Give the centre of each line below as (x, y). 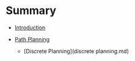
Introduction (30, 27)
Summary (31, 11)
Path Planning (32, 39)
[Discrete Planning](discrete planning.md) (76, 51)
